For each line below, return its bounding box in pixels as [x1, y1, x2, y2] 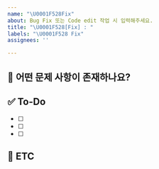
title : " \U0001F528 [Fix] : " [7, 23, 94, 31]
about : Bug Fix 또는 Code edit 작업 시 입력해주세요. [7, 17, 153, 24]
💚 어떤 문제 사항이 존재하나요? [7, 71, 131, 83]
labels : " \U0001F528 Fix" [7, 30, 84, 38]
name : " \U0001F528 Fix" [7, 10, 75, 18]
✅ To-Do [7, 95, 46, 107]
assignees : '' [7, 37, 50, 44]
